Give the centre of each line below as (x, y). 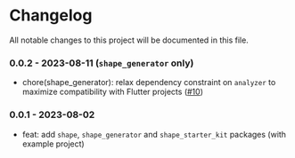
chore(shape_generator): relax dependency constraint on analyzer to (149, 83)
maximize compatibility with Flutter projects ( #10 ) (112, 92)
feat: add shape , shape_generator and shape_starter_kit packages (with (154, 134)
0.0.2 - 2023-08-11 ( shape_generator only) (102, 63)
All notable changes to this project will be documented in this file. (129, 40)
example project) (53, 144)
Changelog (51, 16)
